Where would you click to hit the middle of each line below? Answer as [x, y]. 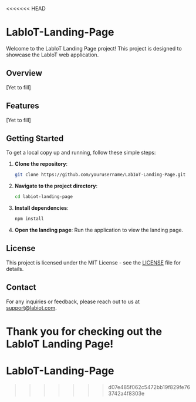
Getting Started [35, 138]
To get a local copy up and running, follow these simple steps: [81, 153]
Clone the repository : [41, 164]
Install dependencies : [41, 208]
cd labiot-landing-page [44, 197]
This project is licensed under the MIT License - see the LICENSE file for [93, 262]
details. [15, 269]
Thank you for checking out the [84, 331]
